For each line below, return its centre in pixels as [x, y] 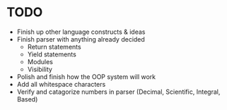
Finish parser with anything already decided [81, 39]
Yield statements [52, 54]
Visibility [40, 69]
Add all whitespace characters [61, 84]
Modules [40, 61]
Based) [27, 99]
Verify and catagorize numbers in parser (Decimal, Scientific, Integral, [118, 92]
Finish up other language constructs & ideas [81, 32]
